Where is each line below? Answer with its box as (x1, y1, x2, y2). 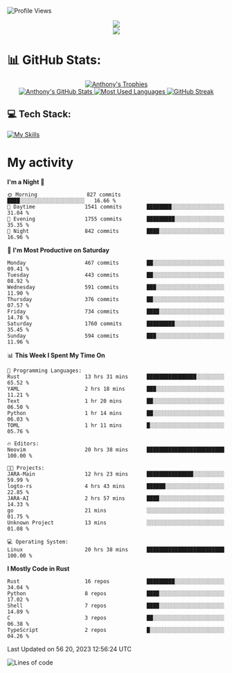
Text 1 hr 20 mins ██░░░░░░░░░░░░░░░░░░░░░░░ (7, 397, 225, 405)
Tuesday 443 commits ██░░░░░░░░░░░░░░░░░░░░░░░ (7, 271, 225, 278)
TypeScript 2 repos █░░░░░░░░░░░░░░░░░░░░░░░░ (7, 626, 225, 633)
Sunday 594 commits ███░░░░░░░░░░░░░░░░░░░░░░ (7, 332, 225, 339)
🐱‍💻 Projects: (7, 464, 45, 471)
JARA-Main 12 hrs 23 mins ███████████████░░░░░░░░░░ (7, 470, 225, 478)
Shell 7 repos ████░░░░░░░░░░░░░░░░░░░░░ (7, 602, 225, 609)
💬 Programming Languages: (7, 367, 82, 374)
